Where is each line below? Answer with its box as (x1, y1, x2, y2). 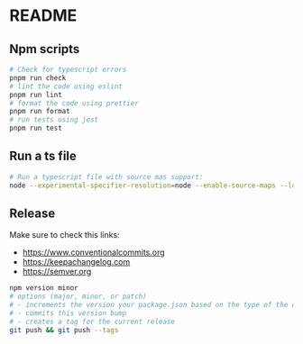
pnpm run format (9, 107, 70, 116)
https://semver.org (22, 267, 92, 277)
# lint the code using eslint (9, 82, 124, 91)
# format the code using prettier (9, 98, 140, 108)
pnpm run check (9, 73, 67, 82)
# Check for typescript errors (9, 65, 127, 74)
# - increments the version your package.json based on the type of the (9, 301, 289, 310)
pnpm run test (9, 123, 63, 133)
